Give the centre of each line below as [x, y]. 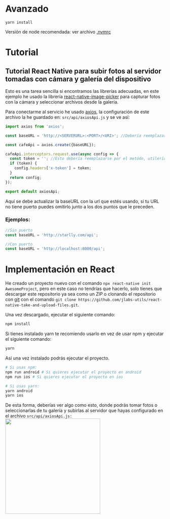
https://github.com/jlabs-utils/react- [120, 300]
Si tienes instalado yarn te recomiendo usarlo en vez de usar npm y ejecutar [84, 334]
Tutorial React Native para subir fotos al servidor [83, 71]
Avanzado [27, 9]
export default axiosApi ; [32, 191]
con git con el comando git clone [41, 300]
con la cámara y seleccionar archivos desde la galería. [62, 102]
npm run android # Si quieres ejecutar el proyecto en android [73, 372]
